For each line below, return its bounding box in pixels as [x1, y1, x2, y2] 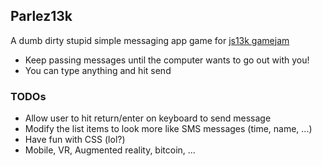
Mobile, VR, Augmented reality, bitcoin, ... [24, 144, 196, 156]
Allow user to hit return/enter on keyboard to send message [24, 112, 272, 124]
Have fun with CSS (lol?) [24, 134, 126, 146]
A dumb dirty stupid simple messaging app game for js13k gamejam [10, 34, 290, 46]
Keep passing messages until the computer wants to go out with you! [24, 54, 310, 66]
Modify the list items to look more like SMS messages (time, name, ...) [24, 123, 313, 135]
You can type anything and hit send [24, 64, 172, 76]
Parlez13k [10, 8, 73, 25]
